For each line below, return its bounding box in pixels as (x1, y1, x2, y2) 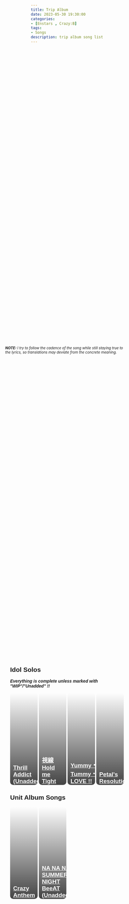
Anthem (13, 891, 35, 899)
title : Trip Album (30, 7, 68, 12)
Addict (13, 771, 32, 778)
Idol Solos (10, 666, 41, 673)
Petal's (99, 771, 118, 778)
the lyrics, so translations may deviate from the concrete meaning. (5, 350, 117, 355)
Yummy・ (70, 762, 98, 769)
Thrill (13, 764, 28, 771)
